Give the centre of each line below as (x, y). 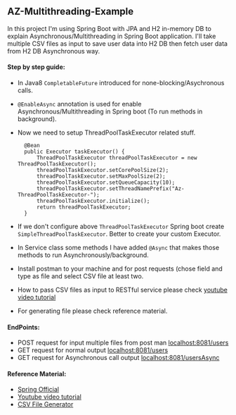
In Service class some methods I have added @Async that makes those (118, 248)
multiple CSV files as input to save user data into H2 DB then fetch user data (118, 43)
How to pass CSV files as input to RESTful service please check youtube (123, 290)
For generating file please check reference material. (92, 311)
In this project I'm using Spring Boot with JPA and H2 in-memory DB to (110, 28)
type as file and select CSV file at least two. (80, 276)
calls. (25, 90)
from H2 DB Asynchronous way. (54, 51)
